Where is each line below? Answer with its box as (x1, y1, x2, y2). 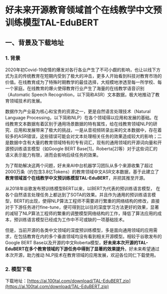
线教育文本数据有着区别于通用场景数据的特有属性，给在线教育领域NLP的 (5, 120, 153, 127)
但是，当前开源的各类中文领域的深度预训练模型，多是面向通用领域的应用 (5, 227, 153, 233)
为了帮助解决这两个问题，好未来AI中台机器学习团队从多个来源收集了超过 (5, 162, 153, 168)
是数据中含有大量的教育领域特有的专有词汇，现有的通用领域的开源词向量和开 (5, 139, 162, 145)
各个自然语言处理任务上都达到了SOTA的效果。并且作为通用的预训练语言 (5, 192, 152, 197)
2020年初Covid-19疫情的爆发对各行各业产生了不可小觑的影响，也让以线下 (5, 67, 157, 73)
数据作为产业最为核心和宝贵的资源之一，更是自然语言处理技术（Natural (5, 108, 151, 114)
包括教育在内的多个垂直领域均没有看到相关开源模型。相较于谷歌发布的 (18, 233, 162, 239)
